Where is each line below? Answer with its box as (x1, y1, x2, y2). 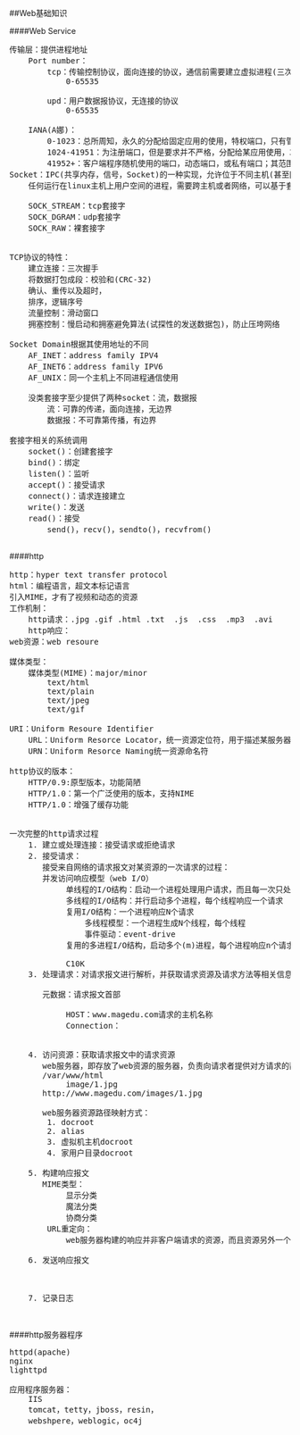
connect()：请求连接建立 (28, 491, 126, 501)
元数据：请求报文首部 (42, 989, 121, 999)
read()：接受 (28, 513, 80, 523)
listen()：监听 (28, 469, 90, 479)
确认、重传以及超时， (28, 286, 107, 296)
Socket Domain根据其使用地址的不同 (9, 339, 149, 349)
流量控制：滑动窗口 (28, 308, 99, 318)
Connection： (65, 1021, 121, 1030)
